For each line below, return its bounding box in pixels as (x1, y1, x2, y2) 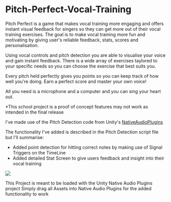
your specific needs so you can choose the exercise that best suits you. (5, 63, 156, 69)
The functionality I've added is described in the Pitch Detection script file (5, 129, 159, 135)
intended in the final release (5, 109, 64, 115)
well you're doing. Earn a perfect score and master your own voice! (5, 78, 147, 84)
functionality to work (5, 191, 49, 197)
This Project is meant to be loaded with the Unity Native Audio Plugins (5, 180, 153, 186)
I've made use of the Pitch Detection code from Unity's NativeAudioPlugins (5, 119, 163, 125)
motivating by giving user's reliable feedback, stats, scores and (5, 37, 139, 43)
